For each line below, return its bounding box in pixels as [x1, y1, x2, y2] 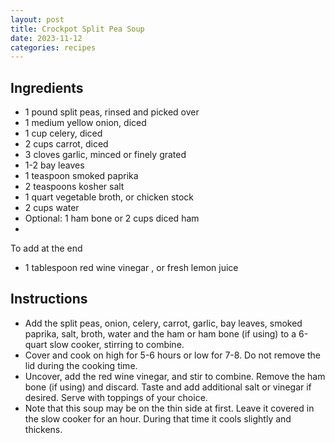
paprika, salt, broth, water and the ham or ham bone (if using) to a [24, 327, 297, 340]
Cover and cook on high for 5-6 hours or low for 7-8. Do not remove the [24, 349, 322, 361]
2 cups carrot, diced [24, 138, 109, 150]
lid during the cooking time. [24, 359, 138, 371]
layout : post [10, 14, 65, 25]
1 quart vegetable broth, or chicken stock [24, 191, 194, 203]
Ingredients [10, 79, 84, 96]
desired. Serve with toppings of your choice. [24, 391, 208, 403]
